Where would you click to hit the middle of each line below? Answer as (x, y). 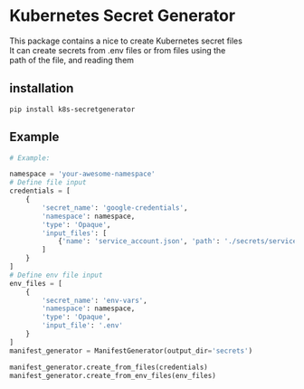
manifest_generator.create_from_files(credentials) (109, 367)
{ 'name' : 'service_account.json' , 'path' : (139, 242)
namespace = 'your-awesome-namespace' (82, 174)
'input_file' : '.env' (83, 326)
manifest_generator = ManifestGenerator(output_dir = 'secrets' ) (131, 351)
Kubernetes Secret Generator (123, 16)
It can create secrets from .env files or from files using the (118, 50)
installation (42, 88)
